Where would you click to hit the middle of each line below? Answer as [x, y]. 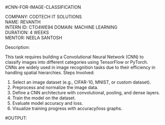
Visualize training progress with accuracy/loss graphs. [67, 108]
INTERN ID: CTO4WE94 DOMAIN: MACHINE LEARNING [61, 27]
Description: [17, 47]
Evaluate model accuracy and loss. [48, 103]
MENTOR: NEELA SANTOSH [34, 38]
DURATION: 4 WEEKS [27, 32]
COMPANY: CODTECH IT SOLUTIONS [44, 17]
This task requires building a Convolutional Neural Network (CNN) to [74, 57]
